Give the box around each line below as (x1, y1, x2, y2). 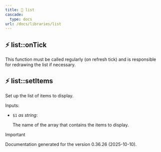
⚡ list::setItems (5, 77, 53, 85)
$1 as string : (12, 112, 38, 118)
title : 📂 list (5, 7, 35, 13)
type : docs (9, 17, 32, 22)
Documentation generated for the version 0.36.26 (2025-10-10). (5, 141, 137, 147)
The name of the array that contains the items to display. (12, 121, 129, 128)
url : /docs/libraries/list (5, 21, 61, 27)
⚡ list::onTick (5, 41, 47, 49)
